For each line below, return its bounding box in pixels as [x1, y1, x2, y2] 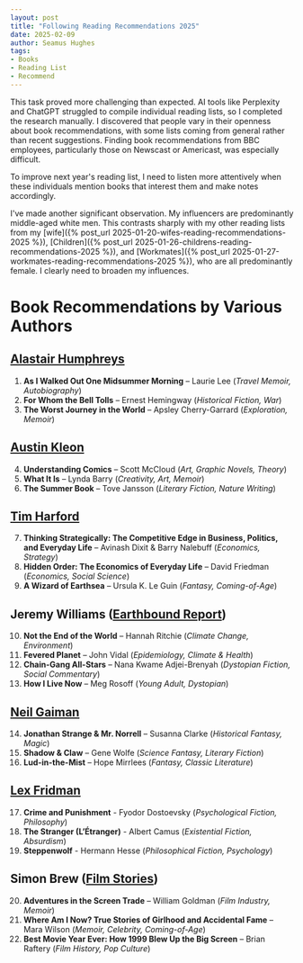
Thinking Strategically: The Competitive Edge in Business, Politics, [22, 533, 278, 544]
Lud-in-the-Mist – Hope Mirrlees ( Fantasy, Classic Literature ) [22, 757, 254, 768]
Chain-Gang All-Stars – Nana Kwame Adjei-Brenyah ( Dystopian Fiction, [22, 659, 291, 670]
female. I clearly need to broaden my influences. [10, 265, 190, 275]
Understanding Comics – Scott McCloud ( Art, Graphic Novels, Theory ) [22, 463, 287, 474]
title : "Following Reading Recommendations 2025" [10, 22, 201, 31]
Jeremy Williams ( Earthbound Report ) [10, 607, 227, 622]
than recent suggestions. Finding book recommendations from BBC [10, 134, 260, 145]
